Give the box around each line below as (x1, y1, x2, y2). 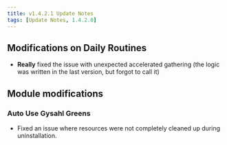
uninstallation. (17, 132, 57, 139)
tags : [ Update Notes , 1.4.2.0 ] (7, 17, 97, 23)
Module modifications (7, 88, 103, 99)
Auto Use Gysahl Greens (7, 108, 91, 118)
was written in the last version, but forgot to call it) (17, 68, 160, 76)
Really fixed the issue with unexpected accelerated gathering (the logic (17, 60, 220, 69)
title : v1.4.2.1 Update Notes (7, 10, 94, 17)
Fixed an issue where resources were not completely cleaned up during (17, 124, 221, 132)
